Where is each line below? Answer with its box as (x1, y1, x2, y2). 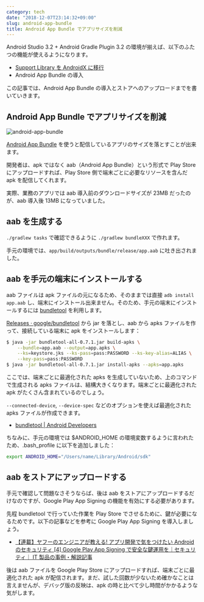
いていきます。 (6, 92, 44, 99)
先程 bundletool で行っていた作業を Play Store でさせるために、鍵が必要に (6, 509, 192, 517)
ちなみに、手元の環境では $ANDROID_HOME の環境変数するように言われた (6, 434, 194, 441)
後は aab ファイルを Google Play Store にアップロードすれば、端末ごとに (6, 566, 190, 573)
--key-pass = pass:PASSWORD (17, 356, 83, 362)
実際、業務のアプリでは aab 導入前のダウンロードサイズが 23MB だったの (6, 189, 191, 197)
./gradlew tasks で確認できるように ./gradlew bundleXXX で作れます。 (6, 234, 183, 241)
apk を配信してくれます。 (6, 177, 70, 184)
